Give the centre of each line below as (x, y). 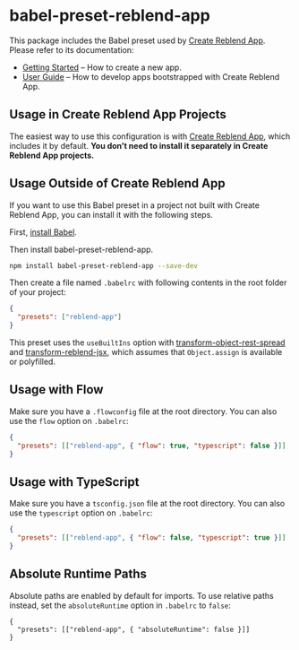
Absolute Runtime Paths (78, 574)
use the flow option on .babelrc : (69, 420)
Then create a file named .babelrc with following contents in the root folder (148, 282)
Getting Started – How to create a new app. (102, 67)
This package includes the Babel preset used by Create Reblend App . (137, 40)
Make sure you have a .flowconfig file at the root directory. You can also (143, 411)
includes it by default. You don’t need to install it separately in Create (139, 145)
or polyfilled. (33, 362)
